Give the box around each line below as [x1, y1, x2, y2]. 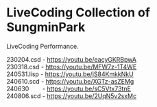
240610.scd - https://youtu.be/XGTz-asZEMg [6, 77, 134, 85]
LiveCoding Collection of [6, 5, 150, 21]
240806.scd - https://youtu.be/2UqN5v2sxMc [6, 91, 137, 100]
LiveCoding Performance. [6, 42, 80, 50]
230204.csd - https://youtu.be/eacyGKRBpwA [6, 55, 137, 63]
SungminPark [6, 19, 86, 35]
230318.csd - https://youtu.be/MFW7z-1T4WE [6, 62, 137, 71]
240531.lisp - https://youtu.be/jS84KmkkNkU [6, 70, 134, 78]
